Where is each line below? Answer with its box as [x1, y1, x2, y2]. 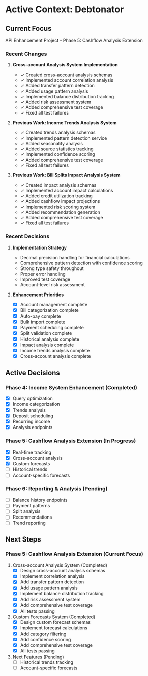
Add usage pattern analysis [20, 584, 78, 591]
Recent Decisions [5, 233, 50, 240]
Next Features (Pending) [12, 654, 65, 660]
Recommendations [12, 514, 52, 520]
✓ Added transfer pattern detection [20, 83, 95, 89]
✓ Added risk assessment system [20, 99, 92, 105]
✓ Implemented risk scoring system [20, 204, 96, 210]
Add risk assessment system [20, 596, 81, 602]
